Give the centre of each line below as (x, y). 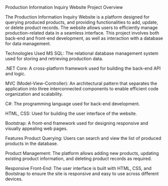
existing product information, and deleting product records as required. (78, 158)
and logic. (16, 74)
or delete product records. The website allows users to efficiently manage (81, 28)
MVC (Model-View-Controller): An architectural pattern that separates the (81, 83)
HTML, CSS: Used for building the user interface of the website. (71, 113)
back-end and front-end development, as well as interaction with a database (84, 38)
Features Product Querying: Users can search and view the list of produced (83, 138)
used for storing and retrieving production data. (54, 59)
